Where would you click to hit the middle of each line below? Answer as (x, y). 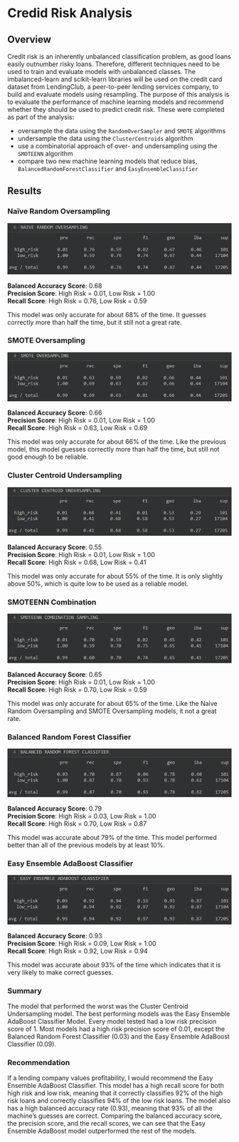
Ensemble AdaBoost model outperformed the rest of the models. (102, 1131)
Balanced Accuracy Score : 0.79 (54, 808)
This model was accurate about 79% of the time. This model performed (112, 837)
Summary (25, 990)
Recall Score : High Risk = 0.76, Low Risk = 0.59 (77, 301)
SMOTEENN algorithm (45, 154)
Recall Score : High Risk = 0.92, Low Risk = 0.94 (78, 951)
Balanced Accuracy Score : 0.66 (55, 413)
